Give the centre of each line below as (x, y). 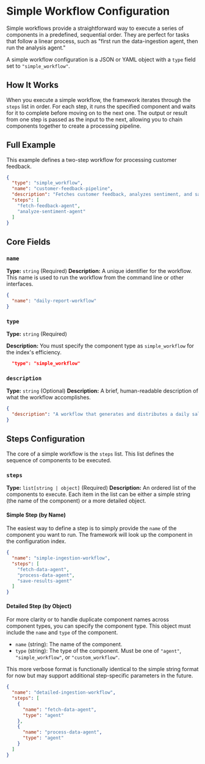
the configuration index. (36, 541)
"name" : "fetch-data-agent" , (59, 710)
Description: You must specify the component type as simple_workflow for (100, 346)
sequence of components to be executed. (59, 460)
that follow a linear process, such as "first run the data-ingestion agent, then (102, 41)
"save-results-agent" (45, 581)
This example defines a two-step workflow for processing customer (92, 159)
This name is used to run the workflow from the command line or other (95, 278)
